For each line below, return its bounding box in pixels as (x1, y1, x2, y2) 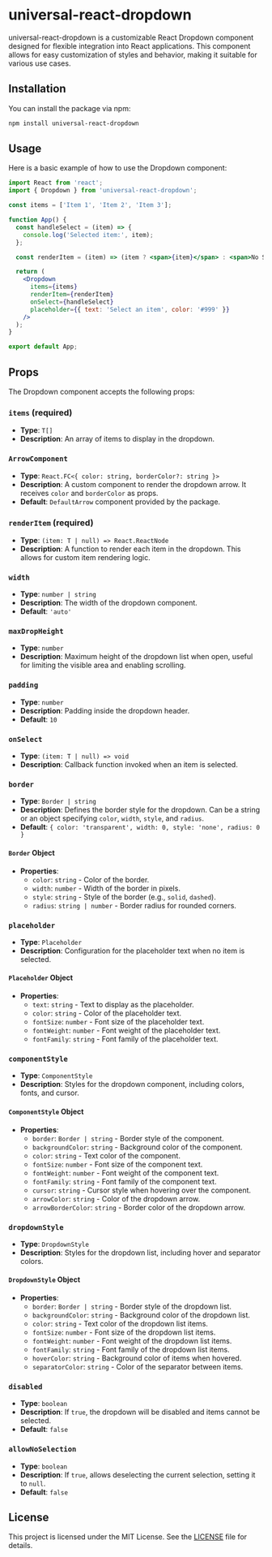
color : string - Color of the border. (32, 874, 150, 884)
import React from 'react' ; (8, 179, 104, 188)
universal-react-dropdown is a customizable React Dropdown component (8, 32, 254, 42)
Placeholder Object (8, 973, 74, 983)
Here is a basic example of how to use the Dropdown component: (8, 163, 227, 173)
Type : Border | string (19, 796, 97, 806)
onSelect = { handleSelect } (29, 298, 114, 306)
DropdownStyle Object (8, 1274, 81, 1284)
